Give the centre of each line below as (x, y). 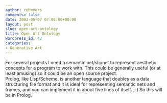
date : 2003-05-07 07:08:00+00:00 (41, 19)
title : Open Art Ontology (33, 34)
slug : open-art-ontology (32, 29)
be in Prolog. (19, 95)
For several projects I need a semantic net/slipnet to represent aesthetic (81, 62)
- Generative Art (24, 48)
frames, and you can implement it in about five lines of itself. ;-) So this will (84, 89)
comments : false (22, 15)
